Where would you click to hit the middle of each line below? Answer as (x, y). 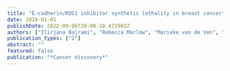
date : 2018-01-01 (32, 20)
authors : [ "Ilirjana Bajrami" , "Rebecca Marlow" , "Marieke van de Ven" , (113, 32)
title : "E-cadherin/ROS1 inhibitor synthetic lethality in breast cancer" (116, 13)
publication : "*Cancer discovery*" (58, 57)
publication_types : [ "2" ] (44, 39)
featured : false (30, 51)
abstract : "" (26, 45)
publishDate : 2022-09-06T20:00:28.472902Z (68, 26)
